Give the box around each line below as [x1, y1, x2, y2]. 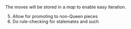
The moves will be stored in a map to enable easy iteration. [5, 4, 127, 10]
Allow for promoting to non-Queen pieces [12, 14, 98, 19]
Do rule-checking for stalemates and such [12, 19, 99, 24]
